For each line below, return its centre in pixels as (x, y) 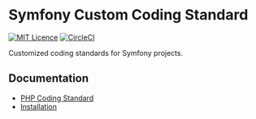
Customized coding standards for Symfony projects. (96, 53)
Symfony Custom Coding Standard (128, 15)
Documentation (49, 79)
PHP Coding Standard (57, 98)
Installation (39, 106)
